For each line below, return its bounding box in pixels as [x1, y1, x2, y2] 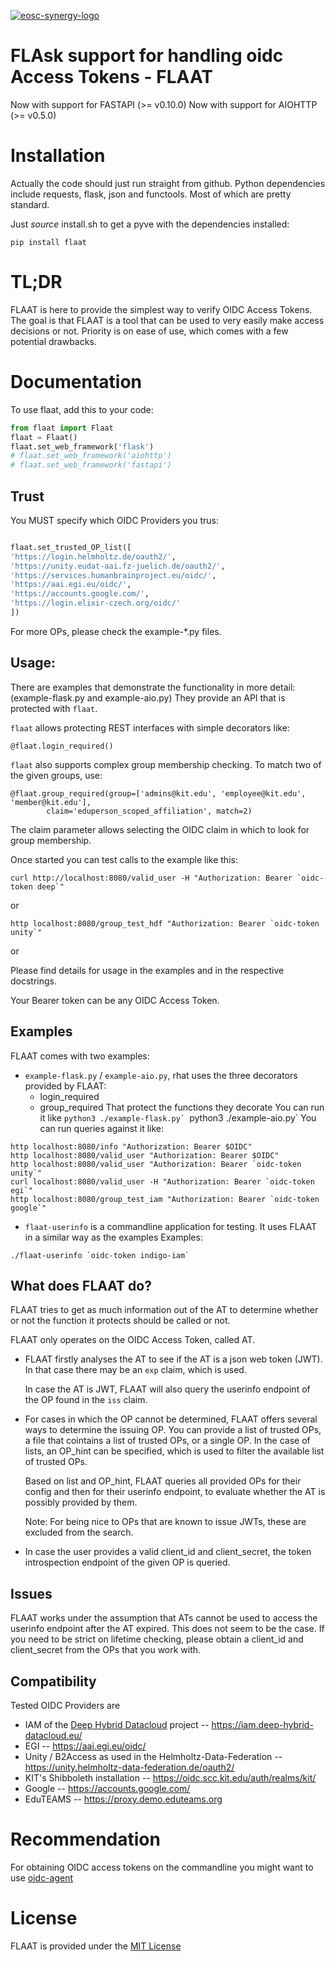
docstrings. [10, 975, 58, 987]
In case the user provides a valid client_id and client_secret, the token [24, 1546, 312, 1558]
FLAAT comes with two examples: [10, 1050, 150, 1062]
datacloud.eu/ [24, 1730, 83, 1741]
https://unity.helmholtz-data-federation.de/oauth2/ [24, 1761, 235, 1773]
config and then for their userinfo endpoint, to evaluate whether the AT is [24, 1486, 326, 1498]
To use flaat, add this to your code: [10, 403, 154, 415]
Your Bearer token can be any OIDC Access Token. [10, 994, 220, 1006]
